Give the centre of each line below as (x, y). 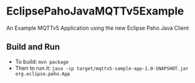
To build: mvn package (42, 61)
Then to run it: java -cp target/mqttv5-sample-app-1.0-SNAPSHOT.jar (102, 68)
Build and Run (33, 47)
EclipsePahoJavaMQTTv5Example (95, 11)
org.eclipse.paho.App (42, 74)
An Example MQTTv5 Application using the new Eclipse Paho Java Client (97, 28)
